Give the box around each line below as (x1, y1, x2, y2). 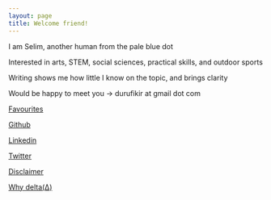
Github (8, 119, 31, 129)
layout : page (8, 11, 53, 20)
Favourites (8, 104, 44, 114)
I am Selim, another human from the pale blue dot (8, 41, 174, 51)
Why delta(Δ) (8, 182, 53, 192)
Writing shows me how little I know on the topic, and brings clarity (8, 73, 228, 82)
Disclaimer (8, 166, 44, 176)
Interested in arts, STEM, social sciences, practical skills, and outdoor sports (8, 57, 263, 67)
